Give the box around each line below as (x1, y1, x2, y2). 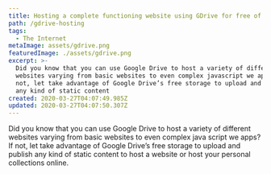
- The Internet (15, 34, 67, 43)
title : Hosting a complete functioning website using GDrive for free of (8, 11, 262, 20)
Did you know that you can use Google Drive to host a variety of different (8, 124, 252, 134)
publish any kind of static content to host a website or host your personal (8, 150, 252, 159)
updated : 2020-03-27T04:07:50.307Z (8, 101, 128, 110)
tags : (8, 27, 27, 35)
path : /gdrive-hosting (8, 19, 85, 27)
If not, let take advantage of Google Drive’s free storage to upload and (8, 141, 240, 151)
